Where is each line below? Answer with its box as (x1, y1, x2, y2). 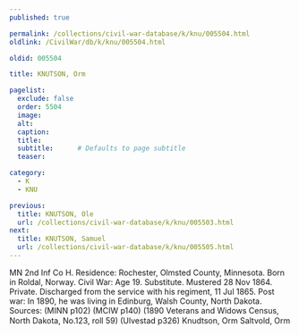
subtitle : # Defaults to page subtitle (17, 144, 186, 153)
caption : (17, 127, 50, 137)
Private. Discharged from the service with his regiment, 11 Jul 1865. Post (9, 286, 275, 297)
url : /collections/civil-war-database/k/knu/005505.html (17, 243, 235, 252)
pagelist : (9, 86, 47, 95)
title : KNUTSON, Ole (17, 209, 94, 219)
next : (9, 226, 30, 235)
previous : (9, 201, 47, 210)
